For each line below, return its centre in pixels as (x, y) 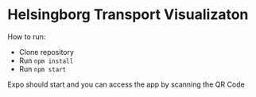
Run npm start (43, 68)
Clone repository (47, 52)
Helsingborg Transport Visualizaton (128, 15)
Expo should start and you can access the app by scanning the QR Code (126, 84)
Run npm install (46, 60)
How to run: (27, 37)
